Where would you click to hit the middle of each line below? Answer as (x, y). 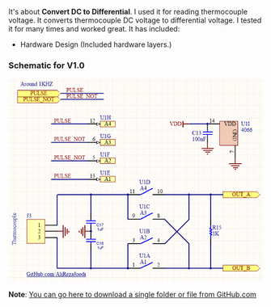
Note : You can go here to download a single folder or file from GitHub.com (133, 294)
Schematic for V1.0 (47, 65)
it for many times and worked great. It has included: (94, 29)
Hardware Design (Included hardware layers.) (96, 44)
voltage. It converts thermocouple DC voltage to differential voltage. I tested (135, 20)
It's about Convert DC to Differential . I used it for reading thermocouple (128, 12)
